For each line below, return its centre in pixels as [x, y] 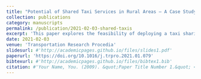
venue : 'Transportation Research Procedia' [61, 45]
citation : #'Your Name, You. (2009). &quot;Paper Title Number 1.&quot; [99, 67]
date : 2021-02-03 [28, 39]
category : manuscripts [34, 23]
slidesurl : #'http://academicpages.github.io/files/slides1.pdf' [89, 50]
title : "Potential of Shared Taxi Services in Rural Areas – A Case [93, 12]
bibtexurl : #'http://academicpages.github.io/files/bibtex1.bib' [89, 61]
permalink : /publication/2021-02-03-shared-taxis [69, 28]
